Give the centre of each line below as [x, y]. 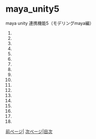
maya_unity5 [33, 9]
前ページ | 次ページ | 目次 [29, 131]
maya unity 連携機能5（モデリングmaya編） [50, 23]
